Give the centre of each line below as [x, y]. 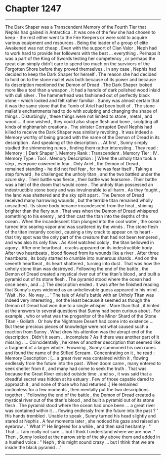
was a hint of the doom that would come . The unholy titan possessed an [79, 184]
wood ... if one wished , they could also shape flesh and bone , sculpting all [82, 121]
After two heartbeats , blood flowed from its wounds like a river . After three [82, 253]
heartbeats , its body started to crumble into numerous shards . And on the [81, 258]
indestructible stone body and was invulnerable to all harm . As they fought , [83, 190]
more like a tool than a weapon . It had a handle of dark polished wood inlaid [83, 90]
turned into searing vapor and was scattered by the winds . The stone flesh [82, 227]
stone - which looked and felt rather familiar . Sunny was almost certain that [82, 100]
